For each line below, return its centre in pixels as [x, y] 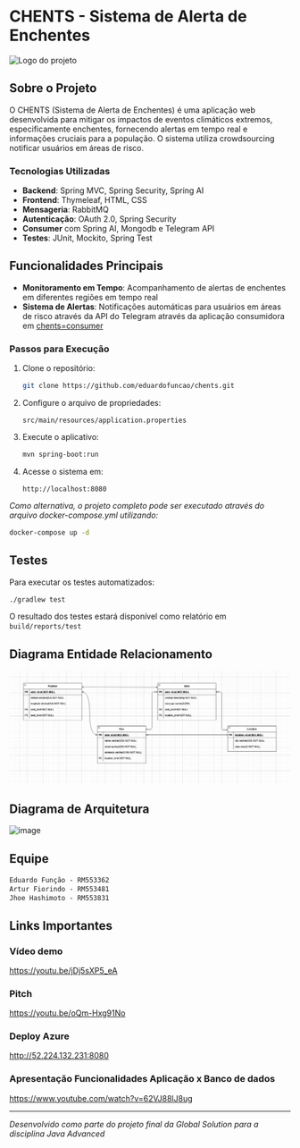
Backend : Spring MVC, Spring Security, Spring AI [113, 190]
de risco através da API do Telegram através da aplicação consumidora [154, 316]
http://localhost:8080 [64, 489]
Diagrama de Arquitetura [79, 809]
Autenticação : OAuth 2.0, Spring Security [99, 219]
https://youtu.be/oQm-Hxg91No [67, 1013]
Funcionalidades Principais [86, 266]
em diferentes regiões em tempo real [90, 297]
